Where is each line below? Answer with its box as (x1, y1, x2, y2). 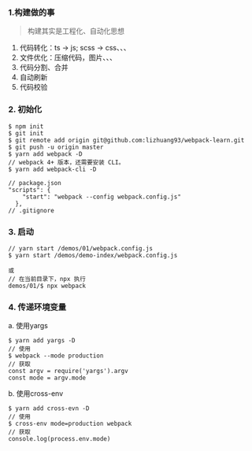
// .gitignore (8, 206, 55, 214)
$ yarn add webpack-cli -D (8, 165, 97, 173)
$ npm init (8, 122, 44, 131)
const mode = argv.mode (8, 374, 87, 383)
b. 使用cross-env (8, 389, 64, 398)
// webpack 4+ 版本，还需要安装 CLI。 (8, 158, 124, 166)
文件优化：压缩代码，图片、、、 (19, 53, 117, 62)
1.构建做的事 (8, 6, 55, 17)
